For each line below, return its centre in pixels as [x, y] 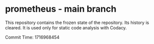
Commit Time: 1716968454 [32, 37]
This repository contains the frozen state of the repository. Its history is [77, 22]
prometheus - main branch [61, 9]
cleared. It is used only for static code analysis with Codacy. [66, 27]
